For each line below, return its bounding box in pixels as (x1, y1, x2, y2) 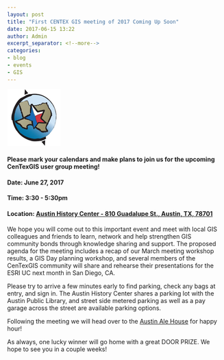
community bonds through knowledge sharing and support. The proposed (7, 239, 216, 248)
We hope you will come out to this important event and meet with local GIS (7, 225, 218, 233)
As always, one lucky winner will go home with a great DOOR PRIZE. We (7, 337, 210, 346)
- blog (7, 55, 26, 62)
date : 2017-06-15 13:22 (7, 25, 75, 32)
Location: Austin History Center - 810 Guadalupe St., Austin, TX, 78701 (7, 210, 213, 217)
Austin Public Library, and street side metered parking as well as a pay (7, 296, 206, 304)
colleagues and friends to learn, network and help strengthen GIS (7, 232, 192, 240)
